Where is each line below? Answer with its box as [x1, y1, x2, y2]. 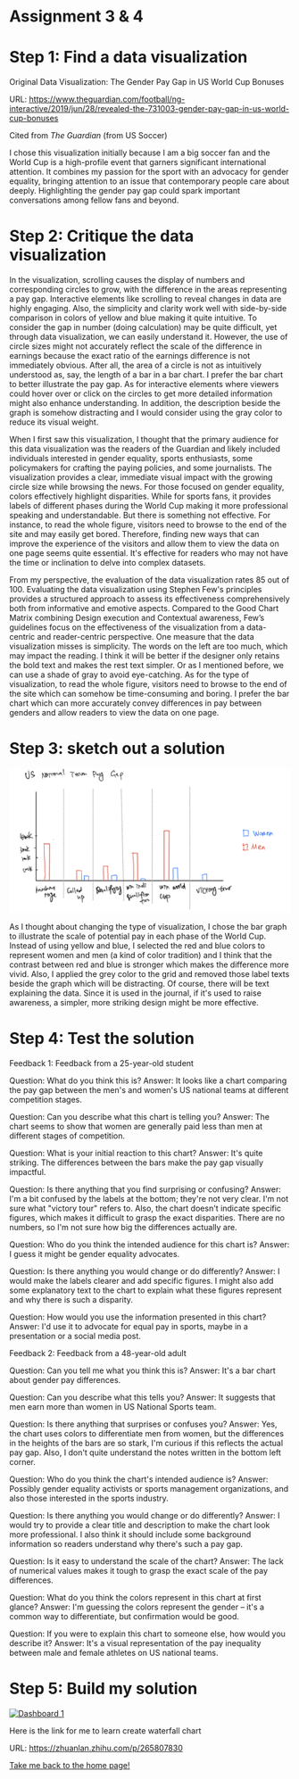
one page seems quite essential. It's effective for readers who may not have [9, 548, 288, 559]
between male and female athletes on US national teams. [9, 1647, 219, 1658]
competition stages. [9, 1094, 83, 1105]
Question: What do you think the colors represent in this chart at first [9, 1592, 262, 1602]
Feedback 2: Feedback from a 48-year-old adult [9, 1347, 187, 1358]
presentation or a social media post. [9, 1330, 141, 1341]
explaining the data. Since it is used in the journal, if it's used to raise [9, 988, 262, 998]
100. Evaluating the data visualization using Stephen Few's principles [9, 584, 262, 595]
